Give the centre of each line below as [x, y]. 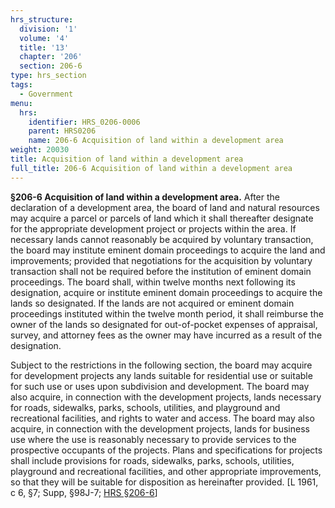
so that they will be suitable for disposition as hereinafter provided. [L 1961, [164, 482]
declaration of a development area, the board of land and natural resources [165, 207]
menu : [21, 103]
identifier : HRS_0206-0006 [84, 122]
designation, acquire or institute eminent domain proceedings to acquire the [166, 292]
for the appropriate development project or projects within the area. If [153, 228]
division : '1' [48, 29]
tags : [21, 85]
